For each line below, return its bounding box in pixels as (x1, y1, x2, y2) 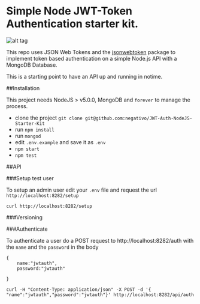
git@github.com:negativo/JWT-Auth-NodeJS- (84, 115, 193, 121)
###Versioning (6, 213, 43, 220)
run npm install (14, 126, 55, 133)
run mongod (14, 132, 41, 139)
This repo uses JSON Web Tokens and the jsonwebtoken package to (6, 48, 175, 55)
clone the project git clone (14, 114, 83, 121)
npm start (14, 146, 40, 152)
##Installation (6, 84, 40, 91)
